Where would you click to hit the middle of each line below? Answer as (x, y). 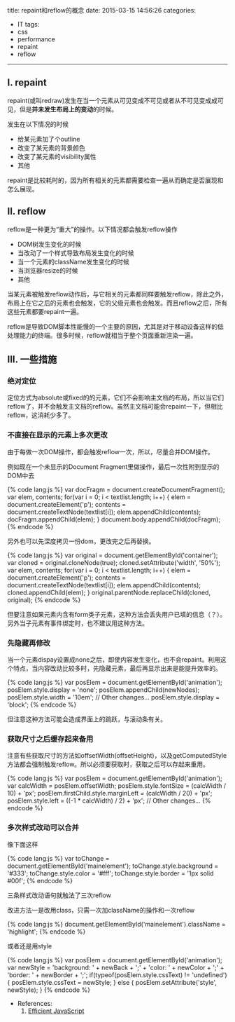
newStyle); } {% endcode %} (49, 990)
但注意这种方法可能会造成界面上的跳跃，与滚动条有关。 (87, 719)
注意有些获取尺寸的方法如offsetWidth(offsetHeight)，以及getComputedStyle (117, 756)
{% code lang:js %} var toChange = (58, 858)
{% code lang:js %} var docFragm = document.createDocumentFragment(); (116, 489)
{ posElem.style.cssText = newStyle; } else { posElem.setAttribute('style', (112, 982)
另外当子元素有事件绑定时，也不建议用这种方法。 (78, 623)
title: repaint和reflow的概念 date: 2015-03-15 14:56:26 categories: (101, 10)
